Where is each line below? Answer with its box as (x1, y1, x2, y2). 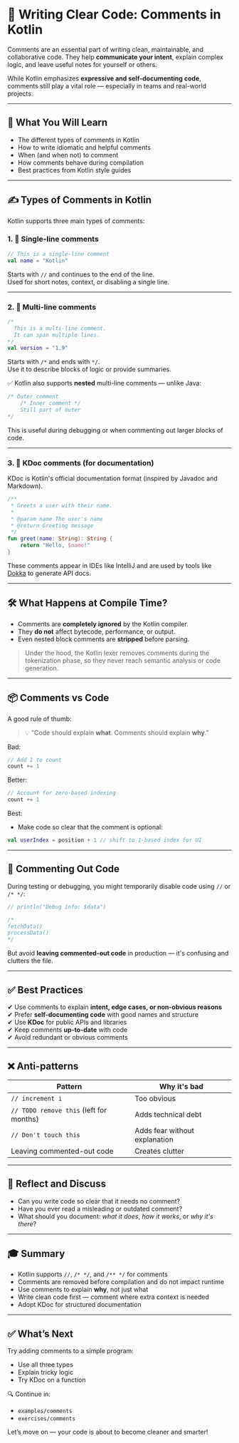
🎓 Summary (7, 1247, 65, 1260)
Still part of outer (20, 406, 81, 414)
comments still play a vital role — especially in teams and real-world (7, 81, 207, 90)
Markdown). (7, 482, 43, 490)
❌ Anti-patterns (7, 1060, 79, 1072)
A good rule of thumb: (7, 714, 73, 723)
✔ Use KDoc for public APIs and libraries (7, 1018, 127, 1026)
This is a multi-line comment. (14, 324, 107, 332)
